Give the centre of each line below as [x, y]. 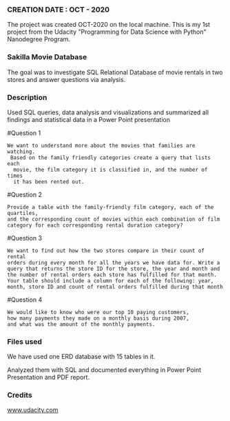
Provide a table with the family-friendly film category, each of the [111, 207]
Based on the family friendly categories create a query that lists [111, 157]
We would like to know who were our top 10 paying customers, [98, 312]
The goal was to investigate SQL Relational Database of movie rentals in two [115, 72]
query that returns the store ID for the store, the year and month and [114, 269]
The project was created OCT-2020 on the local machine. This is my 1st [109, 25]
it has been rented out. [49, 182]
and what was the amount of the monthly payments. [81, 324]
